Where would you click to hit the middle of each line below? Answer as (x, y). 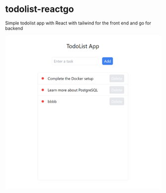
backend (14, 28)
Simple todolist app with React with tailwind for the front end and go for (78, 23)
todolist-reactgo (40, 9)
